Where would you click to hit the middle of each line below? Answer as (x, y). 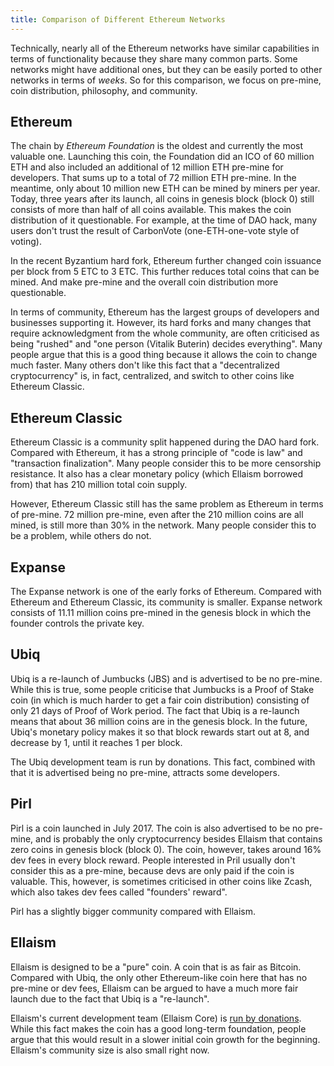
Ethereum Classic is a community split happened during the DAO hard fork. (165, 442)
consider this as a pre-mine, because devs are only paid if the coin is (152, 870)
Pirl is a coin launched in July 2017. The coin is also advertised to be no (156, 828)
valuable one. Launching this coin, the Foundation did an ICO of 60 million (162, 157)
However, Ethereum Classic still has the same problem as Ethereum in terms (167, 504)
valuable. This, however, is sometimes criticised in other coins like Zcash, (161, 881)
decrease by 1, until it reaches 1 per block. (96, 742)
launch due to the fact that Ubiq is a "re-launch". (110, 998)
